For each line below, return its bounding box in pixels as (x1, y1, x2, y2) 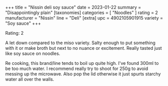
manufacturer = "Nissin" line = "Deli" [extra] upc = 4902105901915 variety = (5, 15, 163, 21)
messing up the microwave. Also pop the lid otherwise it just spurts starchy (5, 71, 161, 77)
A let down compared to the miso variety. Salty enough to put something (5, 40, 156, 46)
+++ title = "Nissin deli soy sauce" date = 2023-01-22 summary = (5, 5, 141, 10)
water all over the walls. (5, 76, 54, 82)
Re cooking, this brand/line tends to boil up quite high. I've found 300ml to (5, 60, 159, 66)
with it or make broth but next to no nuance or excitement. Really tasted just (5, 45, 162, 51)
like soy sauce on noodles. (5, 50, 60, 56)
